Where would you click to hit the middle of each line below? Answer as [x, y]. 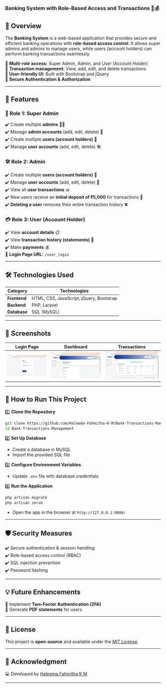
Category [17, 291]
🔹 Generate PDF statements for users [44, 609]
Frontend [17, 298]
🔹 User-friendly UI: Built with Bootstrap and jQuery [57, 74]
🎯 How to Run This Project [46, 400]
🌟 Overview [23, 26]
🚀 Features [22, 99]
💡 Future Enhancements [43, 592]
